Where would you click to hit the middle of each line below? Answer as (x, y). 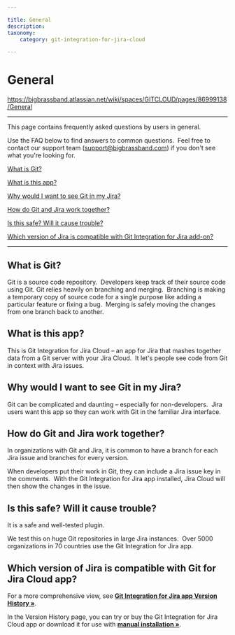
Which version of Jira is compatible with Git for (112, 568)
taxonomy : (22, 33)
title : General (29, 20)
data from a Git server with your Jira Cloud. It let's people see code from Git (117, 358)
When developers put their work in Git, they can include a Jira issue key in (114, 471)
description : (26, 26)
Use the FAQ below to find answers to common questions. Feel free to (109, 141)
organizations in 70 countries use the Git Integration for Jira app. (100, 546)
